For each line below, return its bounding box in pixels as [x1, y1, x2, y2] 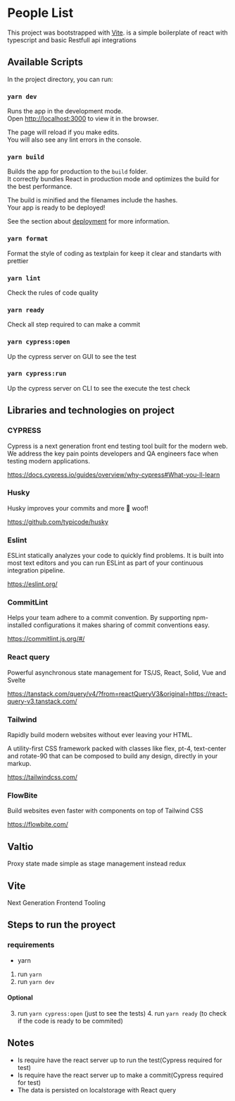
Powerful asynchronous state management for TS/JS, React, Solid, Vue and [7, 668, 227, 676]
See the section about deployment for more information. [7, 217, 170, 226]
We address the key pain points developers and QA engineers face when [7, 449, 219, 458]
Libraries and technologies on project [7, 404, 174, 417]
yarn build [7, 153, 44, 161]
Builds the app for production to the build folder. [7, 167, 148, 176]
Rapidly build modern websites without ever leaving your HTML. [7, 731, 193, 738]
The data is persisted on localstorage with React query [17, 1085, 177, 1094]
